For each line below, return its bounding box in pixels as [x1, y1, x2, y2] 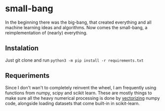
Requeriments [5, 72, 50, 80]
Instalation [5, 44, 39, 52]
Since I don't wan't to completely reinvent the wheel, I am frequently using [5, 84, 157, 90]
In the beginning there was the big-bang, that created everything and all [5, 19, 152, 25]
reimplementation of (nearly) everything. [5, 30, 88, 36]
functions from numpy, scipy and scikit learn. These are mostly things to [5, 90, 152, 96]
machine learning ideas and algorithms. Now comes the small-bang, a [5, 24, 148, 30]
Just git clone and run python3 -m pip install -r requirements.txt [5, 57, 144, 63]
